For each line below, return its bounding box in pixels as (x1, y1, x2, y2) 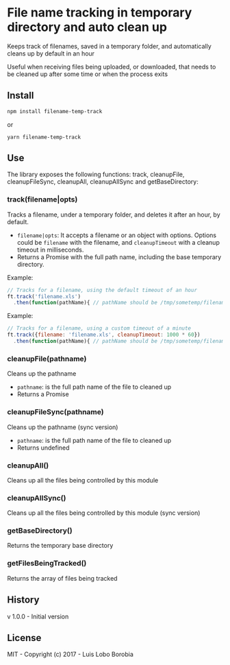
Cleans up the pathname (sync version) (7, 423, 118, 431)
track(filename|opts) (7, 195, 78, 204)
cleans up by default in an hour (7, 49, 94, 58)
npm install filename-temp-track (7, 108, 103, 114)
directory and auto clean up (7, 19, 168, 35)
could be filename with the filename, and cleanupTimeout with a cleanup (16, 238, 220, 246)
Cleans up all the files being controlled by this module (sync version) (7, 509, 201, 517)
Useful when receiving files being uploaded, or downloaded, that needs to (7, 62, 216, 71)
